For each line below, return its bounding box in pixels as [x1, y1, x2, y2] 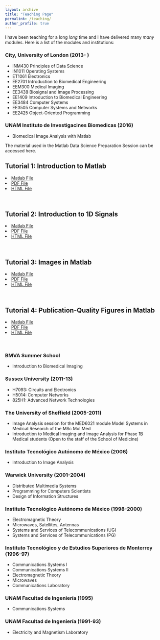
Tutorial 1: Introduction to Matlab [5, 162, 107, 171]
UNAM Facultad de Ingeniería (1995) [5, 595, 93, 602]
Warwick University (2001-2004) [5, 471, 86, 478]
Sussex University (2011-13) [5, 375, 73, 382]
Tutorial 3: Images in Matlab [5, 258, 92, 266]
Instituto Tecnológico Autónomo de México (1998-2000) [5, 505, 142, 512]
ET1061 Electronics [12, 73, 50, 79]
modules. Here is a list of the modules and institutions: [5, 40, 114, 46]
